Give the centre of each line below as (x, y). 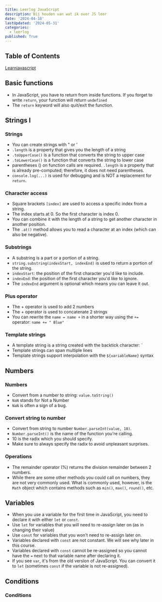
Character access (26, 193)
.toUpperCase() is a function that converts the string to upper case (78, 155)
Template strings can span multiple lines (52, 350)
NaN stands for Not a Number (41, 400)
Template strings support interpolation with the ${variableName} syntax (83, 356)
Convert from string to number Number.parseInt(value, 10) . (72, 428)
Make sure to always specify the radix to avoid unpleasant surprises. (80, 444)
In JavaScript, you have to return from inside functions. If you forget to (82, 95)
